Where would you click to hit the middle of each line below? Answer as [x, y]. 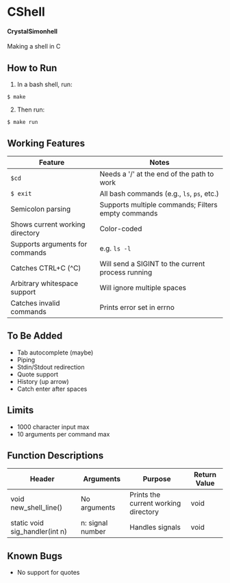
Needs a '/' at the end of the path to [157, 174]
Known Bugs [35, 556]
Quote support [37, 374]
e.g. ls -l [115, 248]
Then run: [31, 109]
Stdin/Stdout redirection [51, 367]
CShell [26, 12]
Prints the [145, 495]
